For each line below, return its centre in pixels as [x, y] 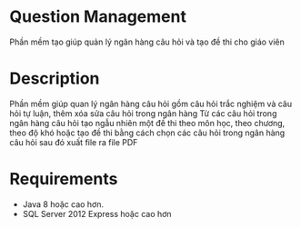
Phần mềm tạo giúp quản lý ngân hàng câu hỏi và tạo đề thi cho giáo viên [147, 42]
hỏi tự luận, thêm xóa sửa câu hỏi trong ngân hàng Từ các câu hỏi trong [143, 113]
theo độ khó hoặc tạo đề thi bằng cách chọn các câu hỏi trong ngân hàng [147, 133]
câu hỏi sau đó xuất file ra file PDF [74, 142]
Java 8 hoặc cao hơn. [63, 204]
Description [55, 79]
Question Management [98, 17]
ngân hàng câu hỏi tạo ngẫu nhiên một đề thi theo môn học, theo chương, [147, 123]
